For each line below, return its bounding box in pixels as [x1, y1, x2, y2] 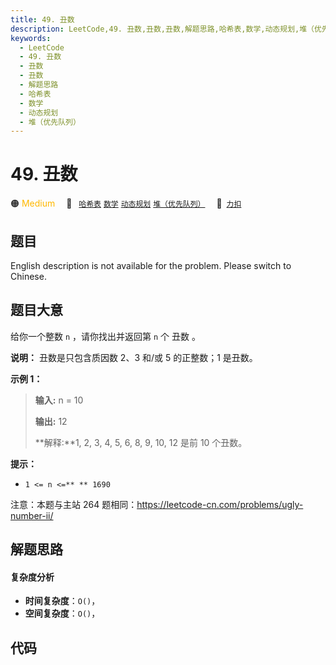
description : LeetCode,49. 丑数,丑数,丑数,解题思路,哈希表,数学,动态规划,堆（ [10, 24, 315, 34]
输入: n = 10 [34, 394, 84, 406]
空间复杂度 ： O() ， [24, 607, 101, 620]
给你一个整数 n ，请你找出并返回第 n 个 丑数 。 [10, 330, 201, 342]
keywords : [10, 33, 52, 43]
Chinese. [10, 271, 47, 282]
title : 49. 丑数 [10, 14, 75, 25]
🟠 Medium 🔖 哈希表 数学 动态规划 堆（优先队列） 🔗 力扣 [10, 197, 242, 210]
